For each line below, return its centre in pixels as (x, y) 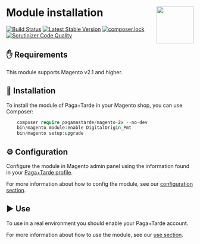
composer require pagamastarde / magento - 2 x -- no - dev (82, 122)
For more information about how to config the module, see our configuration (100, 184)
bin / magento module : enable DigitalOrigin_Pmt (74, 128)
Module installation (55, 13)
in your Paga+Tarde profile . (40, 172)
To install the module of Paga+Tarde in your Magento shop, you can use (94, 105)
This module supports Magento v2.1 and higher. (65, 72)
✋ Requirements (37, 55)
